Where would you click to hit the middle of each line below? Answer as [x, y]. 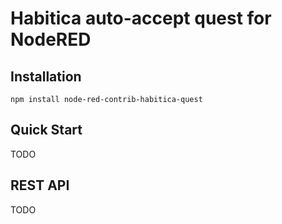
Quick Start [46, 130]
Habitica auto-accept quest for [141, 18]
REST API [40, 185]
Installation [46, 76]
